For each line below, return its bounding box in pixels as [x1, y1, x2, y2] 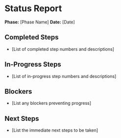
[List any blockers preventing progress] [11, 100, 92, 106]
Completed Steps [4, 33, 59, 41]
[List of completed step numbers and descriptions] [11, 46, 115, 52]
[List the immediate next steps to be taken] [11, 127, 98, 133]
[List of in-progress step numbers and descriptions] [11, 73, 117, 79]
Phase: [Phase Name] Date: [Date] [4, 19, 75, 25]
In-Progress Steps [4, 60, 62, 69]
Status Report [4, 3, 62, 14]
